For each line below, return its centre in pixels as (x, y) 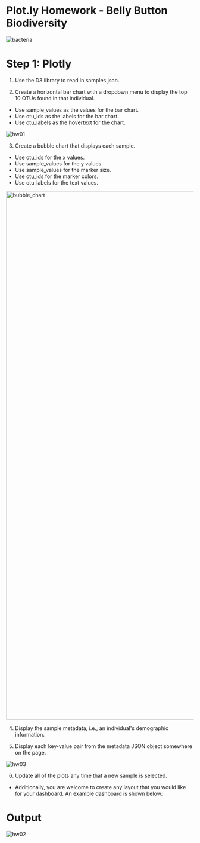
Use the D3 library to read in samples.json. (67, 80)
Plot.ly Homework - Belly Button (87, 10)
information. (29, 734)
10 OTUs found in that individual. (55, 98)
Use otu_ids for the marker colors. (57, 176)
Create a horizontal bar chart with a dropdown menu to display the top (101, 92)
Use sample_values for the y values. (59, 163)
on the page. (30, 752)
